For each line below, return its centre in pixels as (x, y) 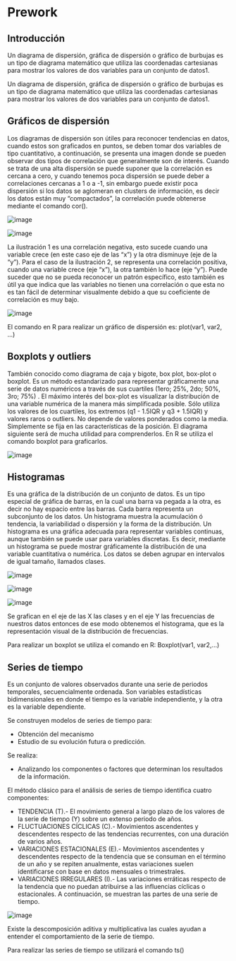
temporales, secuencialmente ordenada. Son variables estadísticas (105, 692)
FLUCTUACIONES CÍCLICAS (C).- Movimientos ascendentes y (108, 827)
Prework (32, 12)
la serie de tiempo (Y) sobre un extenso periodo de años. (100, 819)
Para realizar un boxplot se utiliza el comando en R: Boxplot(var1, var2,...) (113, 645)
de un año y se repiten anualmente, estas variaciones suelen (105, 864)
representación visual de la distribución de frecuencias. (88, 631)
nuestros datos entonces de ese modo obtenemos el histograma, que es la (116, 624)
